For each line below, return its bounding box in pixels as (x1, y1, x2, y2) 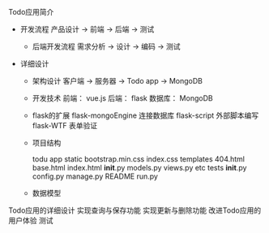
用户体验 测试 (8, 216, 53, 225)
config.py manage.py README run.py (32, 171, 158, 181)
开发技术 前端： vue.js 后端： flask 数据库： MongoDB (32, 93, 213, 103)
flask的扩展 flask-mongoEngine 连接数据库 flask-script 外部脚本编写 (32, 110, 259, 120)
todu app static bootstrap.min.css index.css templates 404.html (32, 154, 246, 164)
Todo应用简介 (8, 7, 54, 16)
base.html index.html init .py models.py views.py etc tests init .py (32, 163, 247, 172)
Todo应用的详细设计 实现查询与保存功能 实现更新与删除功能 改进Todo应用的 (8, 205, 262, 215)
